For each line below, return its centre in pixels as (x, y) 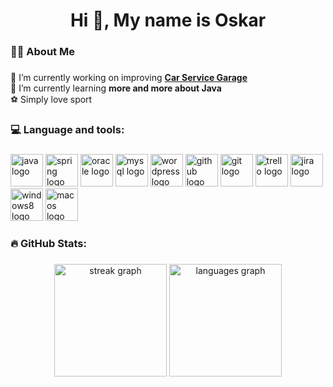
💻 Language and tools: (67, 129)
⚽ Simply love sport (51, 100)
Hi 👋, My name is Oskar (168, 20)
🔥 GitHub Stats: (48, 243)
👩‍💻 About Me (42, 52)
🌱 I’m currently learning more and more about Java (116, 88)
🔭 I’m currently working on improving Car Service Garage (129, 78)
